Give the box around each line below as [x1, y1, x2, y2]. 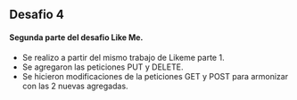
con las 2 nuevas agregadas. [21, 80, 128, 91]
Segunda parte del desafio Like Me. [9, 31, 144, 43]
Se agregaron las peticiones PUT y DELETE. [21, 62, 184, 72]
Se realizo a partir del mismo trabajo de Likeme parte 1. [21, 52, 225, 62]
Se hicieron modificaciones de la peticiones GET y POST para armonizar [21, 71, 288, 81]
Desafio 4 [9, 7, 64, 22]
